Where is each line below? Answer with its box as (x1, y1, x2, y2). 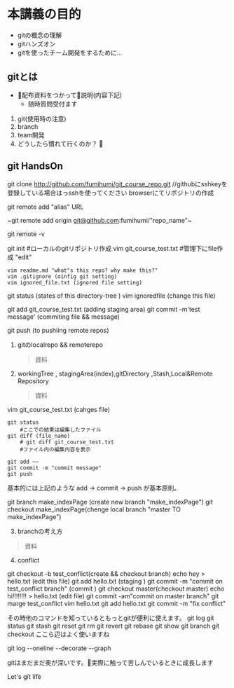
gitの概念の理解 (17, 31, 62, 39)
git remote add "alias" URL (7, 202, 84, 211)
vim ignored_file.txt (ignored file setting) (7, 279, 142, 286)
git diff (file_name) (7, 432, 71, 439)
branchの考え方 (17, 527, 63, 535)
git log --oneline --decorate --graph (7, 644, 111, 652)
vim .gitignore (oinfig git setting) (7, 273, 118, 280)
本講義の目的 (7, 6, 82, 22)
